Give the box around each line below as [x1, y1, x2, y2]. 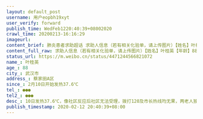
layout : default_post [6, 8, 61, 15]
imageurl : [6, 37, 31, 43]
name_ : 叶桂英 [6, 59, 39, 65]
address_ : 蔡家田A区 [6, 76, 54, 82]
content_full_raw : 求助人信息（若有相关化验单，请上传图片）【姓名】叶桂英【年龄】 [6, 48, 192, 54]
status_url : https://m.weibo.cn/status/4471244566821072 [6, 53, 153, 59]
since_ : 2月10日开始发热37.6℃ [6, 82, 79, 88]
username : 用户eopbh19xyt [6, 14, 69, 20]
